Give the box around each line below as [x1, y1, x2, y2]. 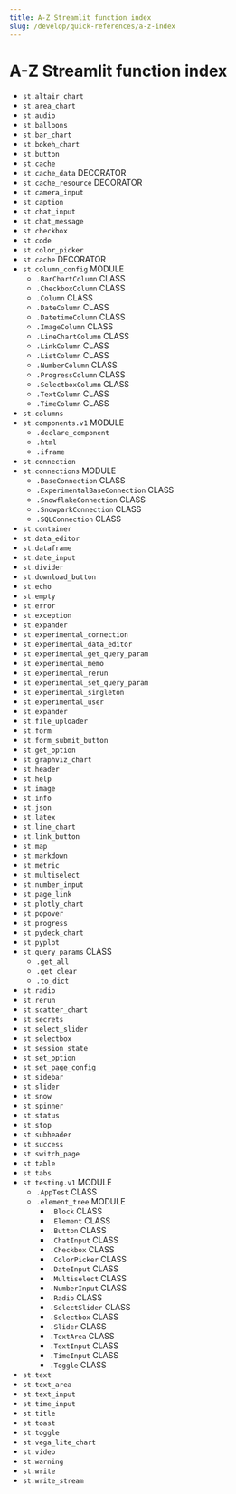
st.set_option [22, 1053, 76, 1063]
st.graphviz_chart [22, 756, 92, 765]
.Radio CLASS [49, 1292, 103, 1303]
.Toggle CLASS [49, 1359, 107, 1371]
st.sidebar [22, 1073, 64, 1082]
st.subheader [22, 1130, 72, 1140]
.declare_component [35, 429, 110, 438]
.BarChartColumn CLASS [35, 273, 126, 284]
